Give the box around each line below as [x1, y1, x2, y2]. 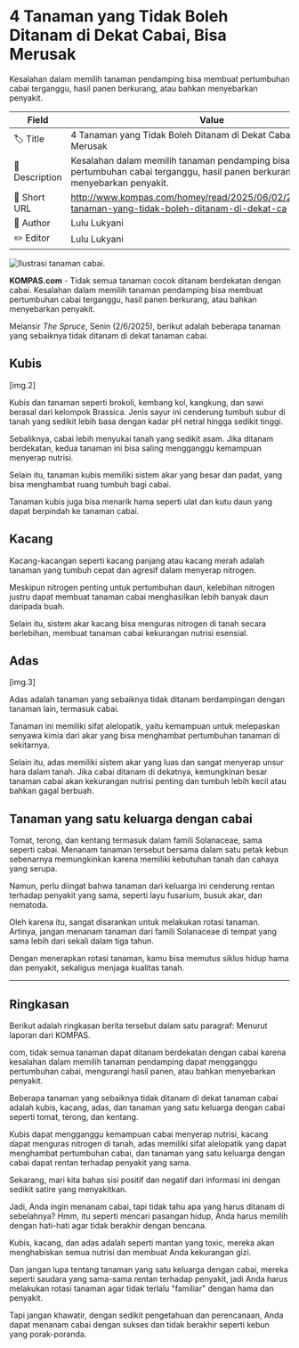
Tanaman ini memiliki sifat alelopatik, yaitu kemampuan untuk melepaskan [9, 721, 280, 731]
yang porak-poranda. [9, 1329, 87, 1339]
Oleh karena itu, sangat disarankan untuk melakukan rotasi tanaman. [9, 917, 261, 927]
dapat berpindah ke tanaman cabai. [9, 505, 140, 516]
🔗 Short [13, 191, 45, 203]
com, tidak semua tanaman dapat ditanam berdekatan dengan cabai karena [9, 1047, 287, 1058]
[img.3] [9, 677, 36, 688]
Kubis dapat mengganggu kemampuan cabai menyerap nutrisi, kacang [9, 1129, 269, 1140]
